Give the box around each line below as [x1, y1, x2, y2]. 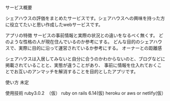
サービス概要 [5, 5, 32, 10]
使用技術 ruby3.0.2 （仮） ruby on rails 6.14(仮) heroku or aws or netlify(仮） [5, 90, 166, 96]
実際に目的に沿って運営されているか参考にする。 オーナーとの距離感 [18, 45, 162, 51]
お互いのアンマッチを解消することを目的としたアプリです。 [14, 69, 138, 75]
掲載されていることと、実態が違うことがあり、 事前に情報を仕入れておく [5, 62, 158, 68]
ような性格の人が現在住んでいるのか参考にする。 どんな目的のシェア [9, 39, 154, 45]
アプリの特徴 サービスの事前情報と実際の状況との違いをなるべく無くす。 [5, 32, 158, 38]
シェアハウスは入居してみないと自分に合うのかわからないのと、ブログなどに [5, 56, 165, 62]
